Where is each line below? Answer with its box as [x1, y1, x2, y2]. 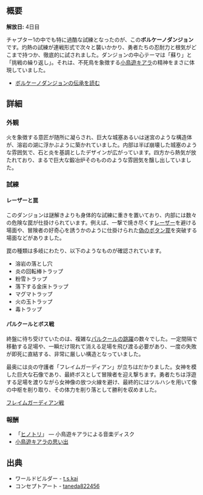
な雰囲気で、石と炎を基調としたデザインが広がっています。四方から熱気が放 [6, 148, 197, 156]
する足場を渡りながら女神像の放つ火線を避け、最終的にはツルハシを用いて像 [6, 378, 197, 386]
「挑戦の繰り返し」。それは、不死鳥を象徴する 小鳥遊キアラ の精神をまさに [6, 58, 190, 66]
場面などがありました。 [6, 234, 65, 241]
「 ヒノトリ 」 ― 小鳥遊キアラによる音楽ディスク [15, 431, 135, 438]
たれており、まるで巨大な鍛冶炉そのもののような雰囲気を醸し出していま [6, 156, 187, 163]
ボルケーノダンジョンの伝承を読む [15, 79, 100, 86]
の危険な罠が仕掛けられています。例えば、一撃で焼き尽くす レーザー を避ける [6, 219, 197, 226]
